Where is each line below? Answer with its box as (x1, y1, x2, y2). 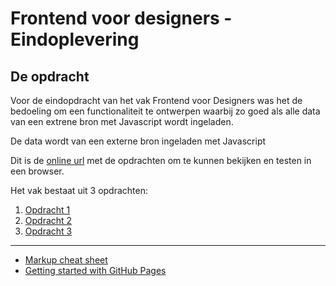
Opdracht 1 (24, 204, 71, 216)
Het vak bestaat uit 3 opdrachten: (10, 185, 149, 196)
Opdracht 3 (24, 225, 73, 237)
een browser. (10, 165, 65, 177)
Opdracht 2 (24, 215, 73, 226)
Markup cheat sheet (24, 254, 108, 266)
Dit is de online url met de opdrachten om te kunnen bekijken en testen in (10, 155, 312, 166)
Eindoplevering (10, 28, 140, 51)
